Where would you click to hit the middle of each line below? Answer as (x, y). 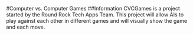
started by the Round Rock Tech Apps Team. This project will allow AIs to (95, 15)
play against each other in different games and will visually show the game (97, 21)
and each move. (26, 27)
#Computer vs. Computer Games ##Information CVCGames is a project (93, 8)
